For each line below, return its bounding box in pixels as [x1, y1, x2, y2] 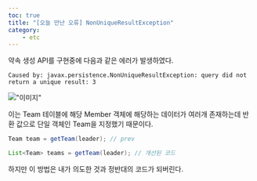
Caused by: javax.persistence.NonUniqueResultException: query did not [8, 71, 247, 79]
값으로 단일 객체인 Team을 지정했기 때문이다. [16, 119, 154, 129]
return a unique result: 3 [8, 78, 96, 86]
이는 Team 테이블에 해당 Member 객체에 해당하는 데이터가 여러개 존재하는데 [8, 110, 241, 119]
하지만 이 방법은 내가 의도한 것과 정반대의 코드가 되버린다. [8, 165, 184, 173]
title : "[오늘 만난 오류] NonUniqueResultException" [8, 19, 174, 27]
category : [8, 26, 41, 34]
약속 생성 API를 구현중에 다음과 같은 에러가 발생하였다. [8, 56, 174, 65]
